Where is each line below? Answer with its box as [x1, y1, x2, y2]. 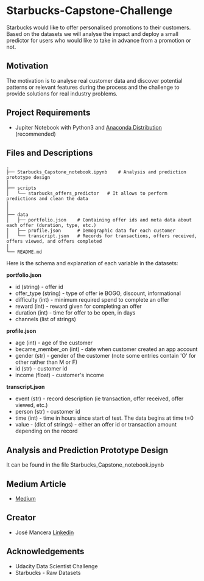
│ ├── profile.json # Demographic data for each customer [6, 228, 175, 234]
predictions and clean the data [6, 196, 88, 202]
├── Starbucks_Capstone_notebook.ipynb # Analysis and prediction [6, 169, 187, 175]
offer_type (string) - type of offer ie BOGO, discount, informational [15, 290, 181, 297]
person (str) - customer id [15, 408, 80, 416]
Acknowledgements [6, 546, 85, 557]
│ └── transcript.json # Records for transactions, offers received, [6, 233, 198, 239]
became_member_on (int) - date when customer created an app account [15, 346, 198, 353]
